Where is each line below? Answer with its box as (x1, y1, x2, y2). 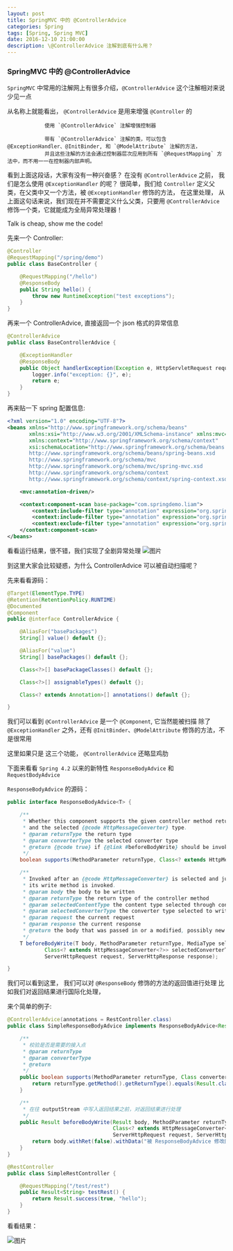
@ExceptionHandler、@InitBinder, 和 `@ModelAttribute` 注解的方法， (7, 143, 201, 150)
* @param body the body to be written (22, 888, 135, 896)
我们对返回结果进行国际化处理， (12, 987, 105, 996)
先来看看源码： (7, 576, 50, 584)
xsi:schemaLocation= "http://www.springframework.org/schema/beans (28, 444, 225, 451)
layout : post (7, 10, 45, 17)
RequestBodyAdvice (7, 772, 60, 779)
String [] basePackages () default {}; (19, 653, 129, 660)
